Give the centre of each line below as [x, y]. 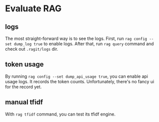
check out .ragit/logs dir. [32, 49]
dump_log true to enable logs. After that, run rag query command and [84, 44]
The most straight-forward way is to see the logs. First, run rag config [76, 38]
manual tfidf [24, 102]
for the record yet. [23, 87]
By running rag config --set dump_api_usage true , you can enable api [77, 76]
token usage [25, 64]
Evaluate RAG [33, 9]
